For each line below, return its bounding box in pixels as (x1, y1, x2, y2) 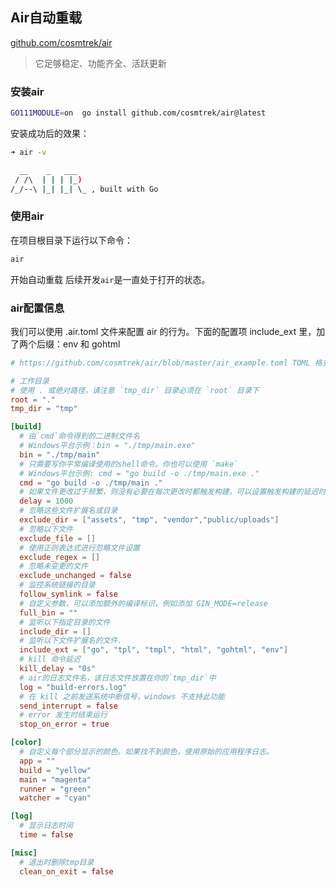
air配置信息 (10, 301, 65, 315)
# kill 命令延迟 (19, 654, 82, 665)
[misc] (10, 848, 38, 858)
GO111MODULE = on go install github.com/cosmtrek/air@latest (10, 108, 267, 118)
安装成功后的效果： (10, 127, 90, 139)
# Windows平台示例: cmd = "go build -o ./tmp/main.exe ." (19, 468, 260, 478)
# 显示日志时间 (19, 821, 73, 831)
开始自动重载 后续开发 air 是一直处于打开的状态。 (10, 273, 211, 285)
